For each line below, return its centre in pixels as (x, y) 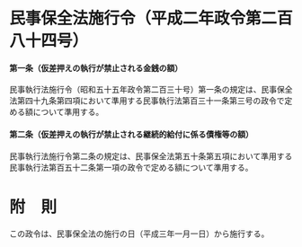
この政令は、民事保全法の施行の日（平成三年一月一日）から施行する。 (139, 234)
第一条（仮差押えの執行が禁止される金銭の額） (96, 67)
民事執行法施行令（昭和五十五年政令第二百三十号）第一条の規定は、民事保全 (151, 90)
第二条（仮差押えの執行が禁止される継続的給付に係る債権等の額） (131, 134)
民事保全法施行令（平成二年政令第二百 (151, 18)
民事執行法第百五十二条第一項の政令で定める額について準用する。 (131, 167)
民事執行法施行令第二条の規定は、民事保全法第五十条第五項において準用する (151, 156)
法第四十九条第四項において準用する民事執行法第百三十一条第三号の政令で (147, 101)
